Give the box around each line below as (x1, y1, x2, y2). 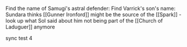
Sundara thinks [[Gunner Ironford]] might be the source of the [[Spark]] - (5, 11, 182, 18)
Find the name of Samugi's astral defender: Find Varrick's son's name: (5, 5, 176, 12)
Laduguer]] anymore (5, 23, 55, 30)
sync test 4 (5, 35, 33, 41)
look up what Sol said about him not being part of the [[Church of (5, 17, 164, 24)
